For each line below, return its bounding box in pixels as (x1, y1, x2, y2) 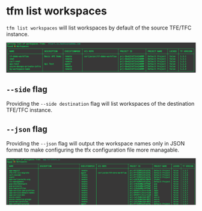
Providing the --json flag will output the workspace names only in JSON (6, 140, 185, 147)
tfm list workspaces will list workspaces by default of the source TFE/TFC (6, 24, 192, 31)
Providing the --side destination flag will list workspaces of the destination (6, 100, 195, 108)
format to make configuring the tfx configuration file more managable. (6, 146, 179, 154)
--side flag (6, 84, 47, 94)
